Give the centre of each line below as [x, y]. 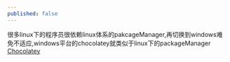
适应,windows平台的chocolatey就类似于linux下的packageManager [115, 43]
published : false [33, 14]
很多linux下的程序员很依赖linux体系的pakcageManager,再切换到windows [112, 34]
